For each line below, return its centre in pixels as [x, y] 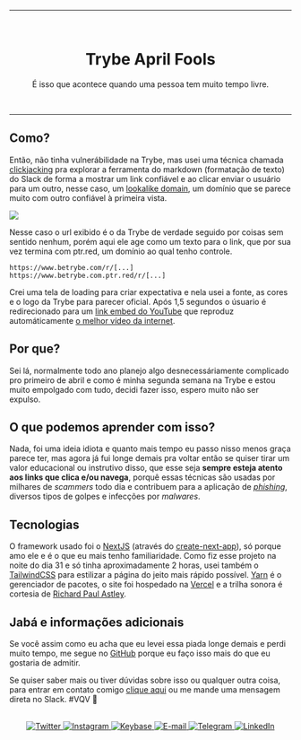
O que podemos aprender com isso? [112, 427]
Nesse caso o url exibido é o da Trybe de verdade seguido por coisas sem [146, 232]
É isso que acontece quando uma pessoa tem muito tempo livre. [150, 84]
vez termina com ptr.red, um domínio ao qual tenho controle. [121, 251]
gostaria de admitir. [45, 663]
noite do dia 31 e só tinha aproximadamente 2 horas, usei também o [134, 565]
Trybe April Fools [150, 60]
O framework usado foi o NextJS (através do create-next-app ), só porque [146, 546]
